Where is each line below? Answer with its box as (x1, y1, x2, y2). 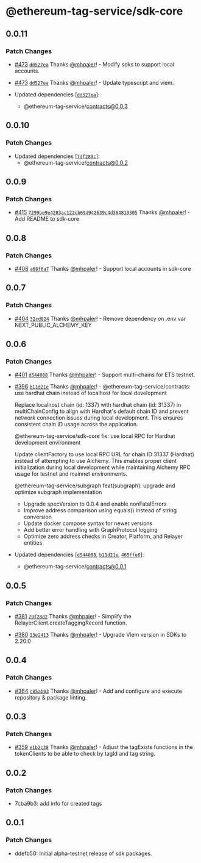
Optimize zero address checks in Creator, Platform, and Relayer (23, 532, 183, 540)
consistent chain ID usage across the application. (14, 421, 138, 428)
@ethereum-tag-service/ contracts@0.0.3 (23, 102, 129, 110)
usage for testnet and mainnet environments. (14, 470, 128, 478)
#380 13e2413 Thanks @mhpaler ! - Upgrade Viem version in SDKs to (14, 631, 187, 638)
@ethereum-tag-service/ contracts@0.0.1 (23, 563, 127, 570)
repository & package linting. (14, 693, 87, 701)
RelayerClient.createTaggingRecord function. (14, 619, 127, 626)
